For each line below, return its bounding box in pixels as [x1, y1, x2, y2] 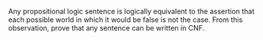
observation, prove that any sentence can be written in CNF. [8, 24, 205, 32]
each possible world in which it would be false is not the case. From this [8, 15, 243, 24]
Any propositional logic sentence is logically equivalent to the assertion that [8, 7, 255, 16]
